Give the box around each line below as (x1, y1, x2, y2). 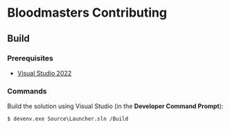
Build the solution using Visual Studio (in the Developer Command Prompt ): (7, 102, 224, 110)
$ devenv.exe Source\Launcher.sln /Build (7, 116, 129, 123)
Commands (7, 86, 47, 96)
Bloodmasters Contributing (7, 5, 168, 21)
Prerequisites (7, 53, 53, 63)
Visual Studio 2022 (17, 69, 72, 77)
